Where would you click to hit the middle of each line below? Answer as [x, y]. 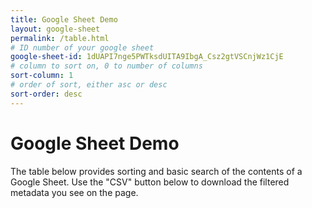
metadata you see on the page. [74, 192]
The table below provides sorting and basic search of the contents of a [156, 171]
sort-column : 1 [42, 76]
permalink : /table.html [60, 38]
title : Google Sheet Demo [64, 19]
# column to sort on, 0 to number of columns [106, 66]
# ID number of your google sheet [82, 47]
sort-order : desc [46, 94]
